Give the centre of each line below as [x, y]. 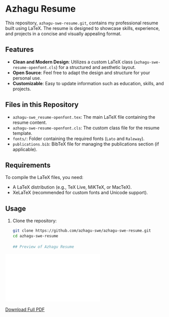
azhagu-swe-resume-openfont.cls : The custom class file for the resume [86, 128]
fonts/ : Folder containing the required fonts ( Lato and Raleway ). [79, 138]
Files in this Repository [42, 105]
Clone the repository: [35, 221]
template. [23, 133]
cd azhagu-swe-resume [35, 236]
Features [19, 49]
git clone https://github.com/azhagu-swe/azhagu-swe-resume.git [82, 231]
